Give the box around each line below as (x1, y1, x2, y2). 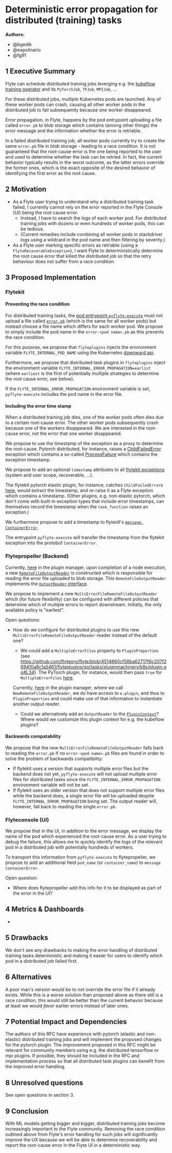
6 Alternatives (5, 973, 52, 982)
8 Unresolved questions (5, 1078, 83, 1087)
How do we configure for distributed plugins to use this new (12, 627, 139, 633)
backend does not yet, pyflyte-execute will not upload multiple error (12, 771, 158, 777)
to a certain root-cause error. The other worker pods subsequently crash (5, 419, 159, 426)
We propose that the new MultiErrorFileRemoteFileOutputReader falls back (5, 744, 164, 750)
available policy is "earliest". (5, 607, 65, 613)
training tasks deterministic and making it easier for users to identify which (5, 952, 163, 959)
